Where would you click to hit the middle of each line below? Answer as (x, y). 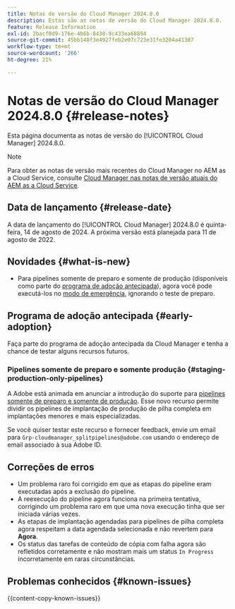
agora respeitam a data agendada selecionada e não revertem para (115, 529)
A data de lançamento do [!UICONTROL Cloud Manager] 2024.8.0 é (106, 224)
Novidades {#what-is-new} (69, 261)
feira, (15, 232)
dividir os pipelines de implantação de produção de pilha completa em (109, 409)
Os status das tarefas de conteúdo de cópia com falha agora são (112, 544)
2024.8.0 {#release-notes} (88, 115)
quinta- (216, 224)
